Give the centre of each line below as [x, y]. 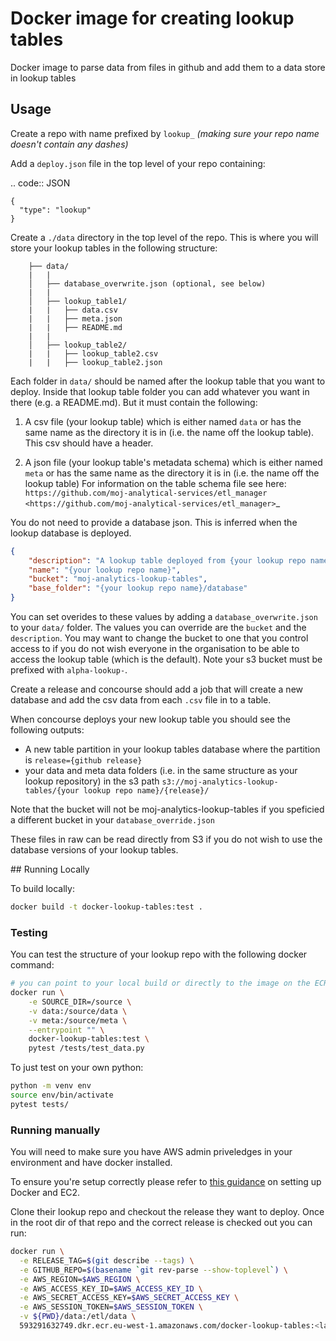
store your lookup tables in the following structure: [114, 248]
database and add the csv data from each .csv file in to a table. [141, 700]
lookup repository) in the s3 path [92, 781]
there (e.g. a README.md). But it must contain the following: [134, 402]
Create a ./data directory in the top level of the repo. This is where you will [164, 237]
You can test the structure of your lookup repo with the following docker [159, 954]
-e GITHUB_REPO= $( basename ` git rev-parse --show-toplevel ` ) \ [153, 1270]
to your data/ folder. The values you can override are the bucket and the [158, 627]
